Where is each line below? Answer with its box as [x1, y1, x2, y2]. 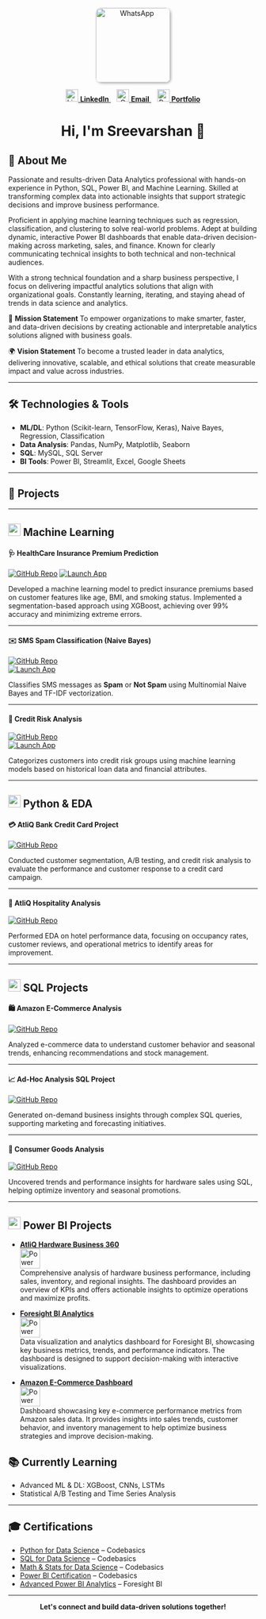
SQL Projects [22, 981, 89, 994]
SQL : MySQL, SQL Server [19, 448, 104, 457]
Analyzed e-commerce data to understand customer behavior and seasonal [8, 1040, 256, 1050]
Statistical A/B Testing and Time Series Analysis [19, 1489, 177, 1498]
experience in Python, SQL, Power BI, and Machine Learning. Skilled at [8, 183, 239, 192]
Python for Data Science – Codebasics [19, 1545, 146, 1555]
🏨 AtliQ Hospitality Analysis [8, 898, 101, 908]
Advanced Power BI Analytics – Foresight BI [19, 1579, 163, 1588]
